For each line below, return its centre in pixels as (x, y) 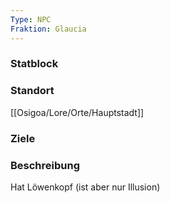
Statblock (34, 64)
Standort (32, 91)
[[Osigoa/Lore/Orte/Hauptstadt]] (77, 112)
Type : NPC (31, 19)
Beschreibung (45, 165)
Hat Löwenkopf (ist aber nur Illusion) (85, 187)
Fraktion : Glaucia (48, 29)
